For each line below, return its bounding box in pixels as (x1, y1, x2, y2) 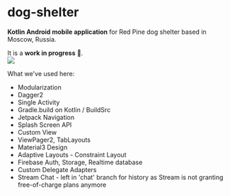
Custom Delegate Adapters (17, 165, 97, 173)
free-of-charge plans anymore (17, 180, 107, 189)
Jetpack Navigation (17, 113, 75, 121)
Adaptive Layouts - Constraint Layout (17, 150, 127, 159)
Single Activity (17, 98, 60, 106)
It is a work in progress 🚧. (7, 49, 84, 57)
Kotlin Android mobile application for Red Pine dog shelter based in (7, 27, 207, 36)
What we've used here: (7, 69, 75, 78)
